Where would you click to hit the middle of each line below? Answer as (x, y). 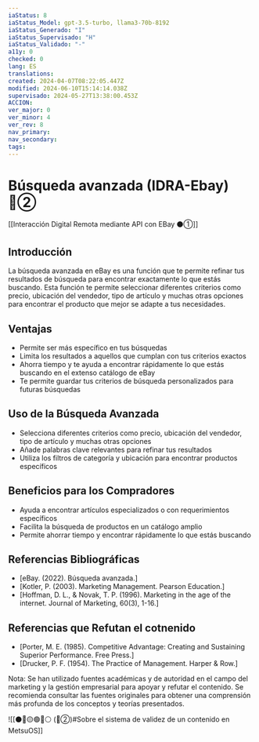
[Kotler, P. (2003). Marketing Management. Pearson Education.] (122, 587)
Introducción (40, 252)
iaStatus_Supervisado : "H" (52, 37)
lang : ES (22, 67)
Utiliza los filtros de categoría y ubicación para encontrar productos (128, 458)
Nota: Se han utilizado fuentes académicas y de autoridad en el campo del (128, 678)
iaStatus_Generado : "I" (47, 30)
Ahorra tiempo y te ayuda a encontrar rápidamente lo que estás (122, 364)
